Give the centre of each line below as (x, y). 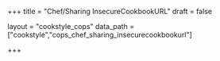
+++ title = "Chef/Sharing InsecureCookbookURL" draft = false (110, 11)
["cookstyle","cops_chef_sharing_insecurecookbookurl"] (100, 35)
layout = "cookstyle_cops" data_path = (71, 26)
